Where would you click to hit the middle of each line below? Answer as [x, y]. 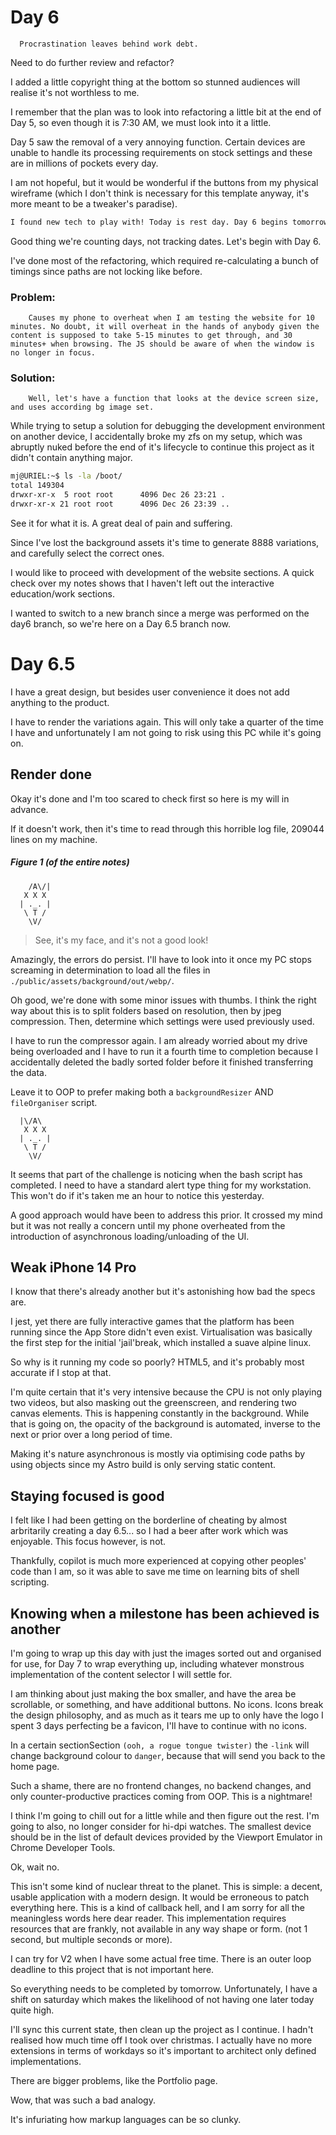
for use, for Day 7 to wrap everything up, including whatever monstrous [157, 1664]
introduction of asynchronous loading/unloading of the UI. [130, 1236]
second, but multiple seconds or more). [91, 1940]
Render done [51, 774]
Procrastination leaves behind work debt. [109, 44]
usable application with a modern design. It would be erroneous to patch [160, 1897]
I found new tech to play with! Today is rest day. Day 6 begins [149, 222]
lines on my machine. [54, 839]
